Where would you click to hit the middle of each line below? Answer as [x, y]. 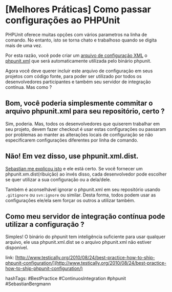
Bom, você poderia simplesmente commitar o [79, 103]
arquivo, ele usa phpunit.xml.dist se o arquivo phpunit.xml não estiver [79, 242]
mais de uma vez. [24, 45]
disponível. [17, 248]
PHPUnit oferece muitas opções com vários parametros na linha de [76, 34]
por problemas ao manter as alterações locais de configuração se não [79, 134]
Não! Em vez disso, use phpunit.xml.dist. [72, 156]
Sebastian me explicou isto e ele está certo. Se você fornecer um [74, 168]
